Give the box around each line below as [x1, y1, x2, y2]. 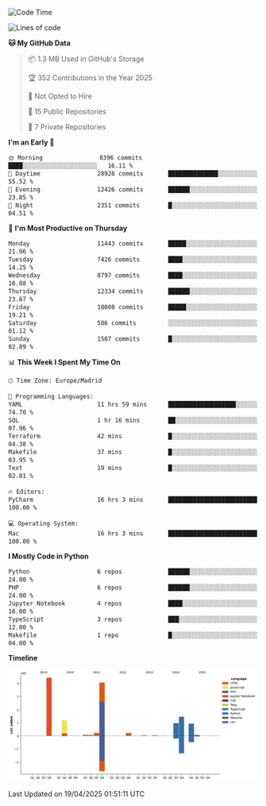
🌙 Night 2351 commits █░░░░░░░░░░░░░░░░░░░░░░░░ [8, 202, 258, 210]
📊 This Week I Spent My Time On [8, 357, 121, 367]
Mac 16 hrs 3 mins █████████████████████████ [8, 530, 258, 538]
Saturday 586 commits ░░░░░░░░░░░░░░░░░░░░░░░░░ [8, 319, 258, 327]
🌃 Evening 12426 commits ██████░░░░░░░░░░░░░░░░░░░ [8, 186, 258, 194]
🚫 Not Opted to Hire [27, 91, 93, 101]
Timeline [8, 654, 38, 662]
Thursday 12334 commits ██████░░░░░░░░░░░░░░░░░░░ [8, 287, 258, 295]
